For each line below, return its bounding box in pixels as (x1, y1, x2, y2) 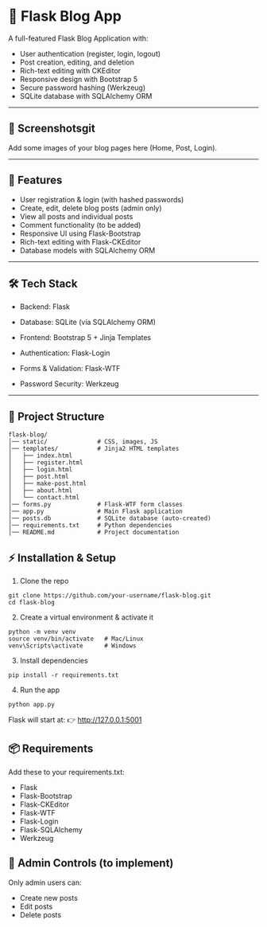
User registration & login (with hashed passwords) (19, 194, 184, 204)
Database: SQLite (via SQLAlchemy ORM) (19, 318, 157, 327)
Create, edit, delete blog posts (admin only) (19, 203, 162, 213)
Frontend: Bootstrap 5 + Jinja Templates (19, 333, 152, 342)
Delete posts (19, 909, 62, 919)
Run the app (19, 685, 60, 694)
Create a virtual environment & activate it (19, 612, 153, 622)
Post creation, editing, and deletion (19, 57, 135, 67)
